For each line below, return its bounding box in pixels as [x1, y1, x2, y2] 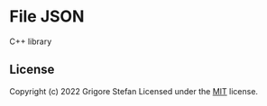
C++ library [9, 36, 52, 47]
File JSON [9, 6, 85, 27]
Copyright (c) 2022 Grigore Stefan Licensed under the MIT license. [9, 85, 259, 96]
